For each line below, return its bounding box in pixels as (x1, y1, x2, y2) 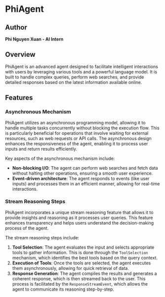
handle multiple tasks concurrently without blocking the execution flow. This (5, 125, 160, 131)
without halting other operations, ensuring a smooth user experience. (12, 170, 153, 176)
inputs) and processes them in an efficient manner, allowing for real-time (12, 181, 160, 186)
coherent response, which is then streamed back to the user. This (12, 275, 146, 282)
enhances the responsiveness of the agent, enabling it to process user (5, 141, 148, 147)
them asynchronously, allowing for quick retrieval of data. (12, 265, 129, 271)
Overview (5, 50, 36, 59)
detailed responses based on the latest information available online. (5, 79, 142, 85)
